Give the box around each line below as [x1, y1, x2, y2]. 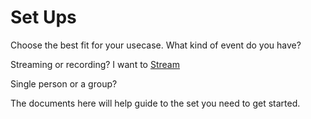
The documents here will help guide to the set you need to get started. [10, 97, 301, 109]
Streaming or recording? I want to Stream [10, 58, 180, 70]
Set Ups [10, 6, 77, 29]
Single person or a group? [10, 77, 118, 90]
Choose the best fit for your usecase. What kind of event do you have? [10, 39, 302, 51]
